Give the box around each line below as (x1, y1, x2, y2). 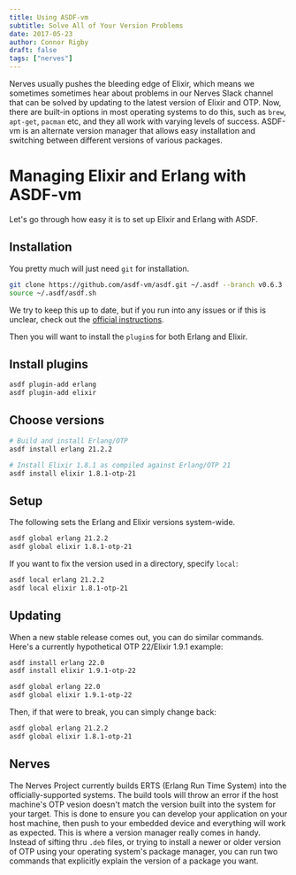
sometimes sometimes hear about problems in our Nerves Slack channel (9, 88, 274, 98)
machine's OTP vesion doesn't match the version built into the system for (9, 799, 277, 809)
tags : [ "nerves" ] (9, 54, 73, 63)
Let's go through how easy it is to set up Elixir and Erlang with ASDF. (9, 213, 259, 224)
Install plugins (9, 356, 88, 372)
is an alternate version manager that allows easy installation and (22, 126, 256, 136)
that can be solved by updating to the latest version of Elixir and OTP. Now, (9, 97, 282, 107)
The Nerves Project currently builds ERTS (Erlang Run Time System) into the (9, 780, 287, 791)
